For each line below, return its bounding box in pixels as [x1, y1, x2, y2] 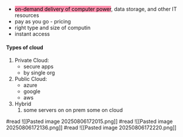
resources [14, 12, 39, 19]
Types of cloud [6, 44, 43, 51]
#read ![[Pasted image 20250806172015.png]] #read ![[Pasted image [6, 118, 173, 125]
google [23, 88, 41, 95]
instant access [14, 30, 50, 37]
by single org [23, 69, 55, 76]
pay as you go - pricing [14, 18, 72, 25]
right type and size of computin [14, 24, 91, 31]
